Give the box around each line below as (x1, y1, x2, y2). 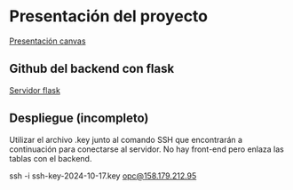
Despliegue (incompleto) (9, 111, 149, 126)
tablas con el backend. (9, 153, 92, 163)
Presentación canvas (9, 36, 86, 46)
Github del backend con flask (9, 61, 175, 76)
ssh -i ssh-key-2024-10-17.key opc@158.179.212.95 (9, 170, 197, 181)
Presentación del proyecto (9, 6, 209, 27)
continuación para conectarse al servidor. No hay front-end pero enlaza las (9, 144, 284, 154)
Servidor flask (9, 84, 60, 95)
